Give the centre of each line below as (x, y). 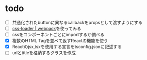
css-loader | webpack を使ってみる (47, 29)
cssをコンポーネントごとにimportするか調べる (58, 35)
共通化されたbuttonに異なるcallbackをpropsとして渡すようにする (77, 22)
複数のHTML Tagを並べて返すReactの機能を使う (60, 41)
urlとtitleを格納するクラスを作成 (44, 53)
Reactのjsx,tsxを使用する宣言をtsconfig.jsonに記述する (67, 47)
